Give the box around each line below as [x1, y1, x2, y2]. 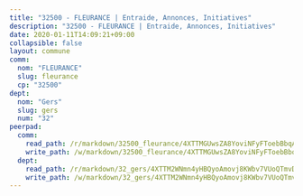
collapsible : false [9, 38, 83, 48]
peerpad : [9, 123, 42, 132]
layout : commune [9, 47, 70, 56]
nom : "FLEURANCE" [17, 64, 83, 73]
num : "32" [17, 114, 54, 123]
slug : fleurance [17, 72, 78, 81]
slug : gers [17, 106, 59, 115]
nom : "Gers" [17, 97, 63, 107]
